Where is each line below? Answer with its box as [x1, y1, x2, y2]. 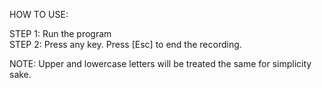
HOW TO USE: [9, 9, 69, 20]
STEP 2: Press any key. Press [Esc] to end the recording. [9, 39, 242, 50]
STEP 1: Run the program [9, 28, 112, 39]
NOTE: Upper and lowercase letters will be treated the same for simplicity [9, 58, 312, 69]
